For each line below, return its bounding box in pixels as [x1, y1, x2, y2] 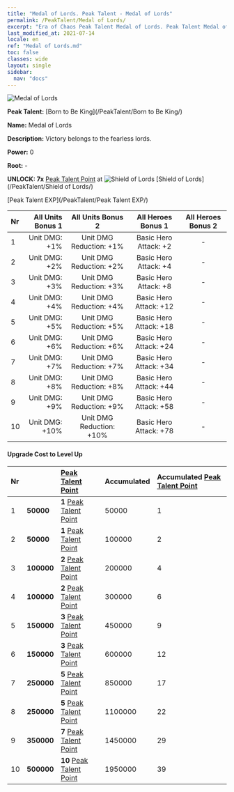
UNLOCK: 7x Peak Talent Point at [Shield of [7, 175, 185, 183]
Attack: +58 [135, 402, 174, 412]
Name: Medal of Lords [7, 121, 72, 130]
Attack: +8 [137, 281, 172, 291]
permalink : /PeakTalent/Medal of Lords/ [7, 17, 127, 24]
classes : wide [7, 56, 49, 63]
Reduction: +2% [70, 262, 124, 272]
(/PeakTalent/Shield [7, 183, 64, 191]
